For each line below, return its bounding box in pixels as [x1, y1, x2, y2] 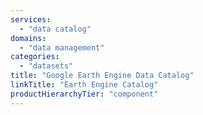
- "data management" [19, 42, 105, 53]
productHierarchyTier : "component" [10, 89, 159, 99]
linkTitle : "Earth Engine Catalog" [10, 80, 159, 90]
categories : [10, 52, 60, 62]
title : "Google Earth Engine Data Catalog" [10, 71, 195, 81]
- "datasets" [19, 61, 74, 71]
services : [10, 14, 52, 25]
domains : [10, 33, 47, 43]
